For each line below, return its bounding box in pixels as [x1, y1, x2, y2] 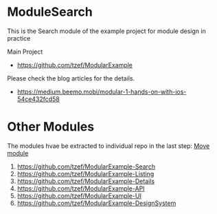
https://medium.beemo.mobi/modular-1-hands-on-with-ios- [16, 87, 187, 96]
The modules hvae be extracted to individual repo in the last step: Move [7, 142, 210, 150]
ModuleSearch [7, 4, 93, 20]
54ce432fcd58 [16, 94, 60, 103]
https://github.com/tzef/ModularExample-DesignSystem [16, 199, 176, 207]
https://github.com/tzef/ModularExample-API [16, 184, 146, 193]
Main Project [7, 47, 43, 56]
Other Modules [7, 119, 95, 135]
